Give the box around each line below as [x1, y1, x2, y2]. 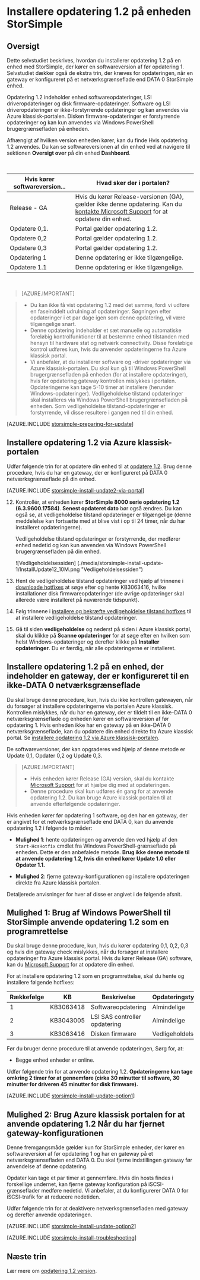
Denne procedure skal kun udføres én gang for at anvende [30, 788, 174, 795]
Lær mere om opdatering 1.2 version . [7, 1268, 97, 1275]
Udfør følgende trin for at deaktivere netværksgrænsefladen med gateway [7, 1205, 189, 1212]
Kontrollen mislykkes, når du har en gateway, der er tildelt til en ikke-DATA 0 [7, 708, 192, 716]
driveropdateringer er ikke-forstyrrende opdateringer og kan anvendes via [7, 106, 189, 113]
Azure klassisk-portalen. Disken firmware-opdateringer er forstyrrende [7, 112, 180, 120]
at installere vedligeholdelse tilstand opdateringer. [15, 614, 138, 621]
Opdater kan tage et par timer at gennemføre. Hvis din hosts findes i [7, 1174, 174, 1182]
